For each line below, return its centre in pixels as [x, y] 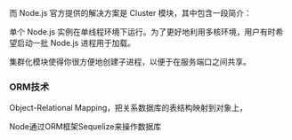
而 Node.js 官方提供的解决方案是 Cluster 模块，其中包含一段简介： [130, 13]
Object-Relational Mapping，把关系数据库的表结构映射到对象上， [128, 108]
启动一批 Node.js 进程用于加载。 [76, 43]
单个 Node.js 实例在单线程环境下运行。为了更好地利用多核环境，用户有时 [142, 32]
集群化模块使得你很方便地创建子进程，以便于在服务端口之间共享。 [130, 62]
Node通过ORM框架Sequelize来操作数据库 [85, 127]
